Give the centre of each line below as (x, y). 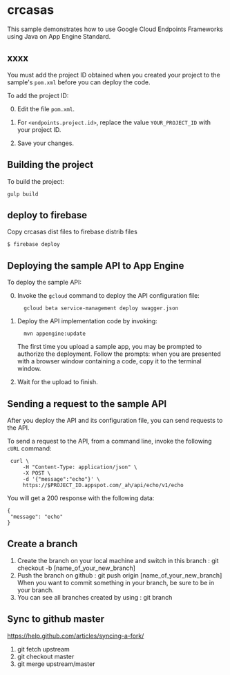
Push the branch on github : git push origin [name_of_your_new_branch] (119, 575)
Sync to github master (56, 619)
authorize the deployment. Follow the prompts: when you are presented (119, 354)
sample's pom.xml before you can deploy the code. (79, 82)
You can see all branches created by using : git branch (95, 597)
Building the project (50, 165)
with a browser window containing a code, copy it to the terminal (109, 361)
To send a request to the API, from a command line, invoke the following (109, 441)
